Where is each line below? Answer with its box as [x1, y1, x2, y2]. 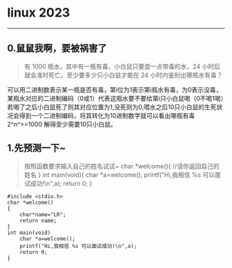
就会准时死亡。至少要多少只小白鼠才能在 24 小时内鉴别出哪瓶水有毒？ [23, 70, 223, 79]
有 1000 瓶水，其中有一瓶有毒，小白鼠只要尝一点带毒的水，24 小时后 [23, 62, 221, 70]
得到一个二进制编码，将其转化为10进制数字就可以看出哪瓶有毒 [19, 111, 195, 119]
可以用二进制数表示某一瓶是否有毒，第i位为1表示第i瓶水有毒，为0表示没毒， [7, 85, 222, 94]
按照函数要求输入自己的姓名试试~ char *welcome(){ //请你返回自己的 [23, 162, 220, 170]
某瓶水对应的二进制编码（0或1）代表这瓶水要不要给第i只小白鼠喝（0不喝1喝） [7, 94, 224, 102]
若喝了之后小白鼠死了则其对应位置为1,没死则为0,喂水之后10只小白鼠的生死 [7, 102, 217, 111]
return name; [19, 217, 57, 224]
